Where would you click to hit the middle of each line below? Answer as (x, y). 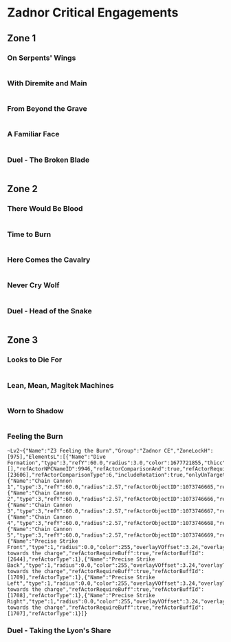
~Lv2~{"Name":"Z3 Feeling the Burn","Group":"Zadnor (84, 451)
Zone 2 (22, 189)
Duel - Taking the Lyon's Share (59, 630)
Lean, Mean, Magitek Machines (60, 385)
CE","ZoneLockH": (189, 451)
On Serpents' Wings (42, 58)
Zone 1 (22, 38)
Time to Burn (29, 234)
